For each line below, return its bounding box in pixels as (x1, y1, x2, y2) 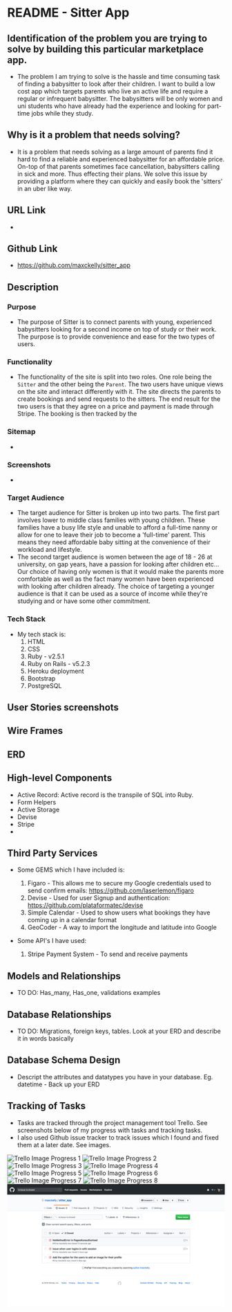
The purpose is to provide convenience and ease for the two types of (17, 332, 215, 341)
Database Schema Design (7, 1054, 121, 1066)
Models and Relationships (7, 970, 121, 982)
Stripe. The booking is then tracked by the (17, 410, 137, 418)
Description (7, 281, 59, 293)
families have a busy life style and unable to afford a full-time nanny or (17, 523, 218, 532)
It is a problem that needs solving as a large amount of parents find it (17, 147, 213, 156)
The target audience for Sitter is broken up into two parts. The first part (17, 509, 220, 517)
